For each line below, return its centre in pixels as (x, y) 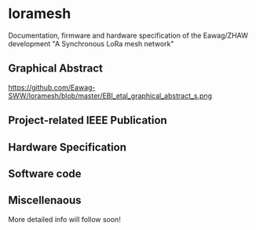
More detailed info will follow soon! (65, 219)
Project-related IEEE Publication (88, 120)
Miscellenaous (45, 201)
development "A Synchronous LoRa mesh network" (91, 43)
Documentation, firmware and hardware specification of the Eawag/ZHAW (128, 35)
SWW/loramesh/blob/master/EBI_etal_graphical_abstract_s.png (110, 96)
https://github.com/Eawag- (52, 87)
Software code (45, 173)
